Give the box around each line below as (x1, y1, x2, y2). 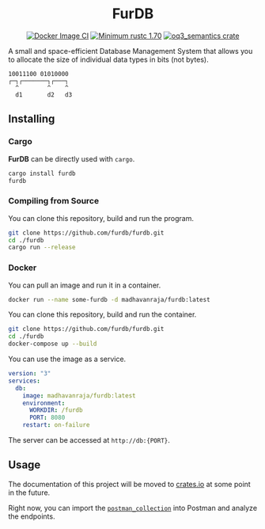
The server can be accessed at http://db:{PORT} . (8, 436, 170, 445)
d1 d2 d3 (15, 90, 73, 99)
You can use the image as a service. (8, 354, 127, 364)
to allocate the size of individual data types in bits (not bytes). (8, 55, 209, 64)
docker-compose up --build (8, 340, 97, 348)
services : (8, 377, 41, 385)
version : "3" (8, 370, 51, 378)
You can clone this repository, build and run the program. (8, 213, 194, 223)
